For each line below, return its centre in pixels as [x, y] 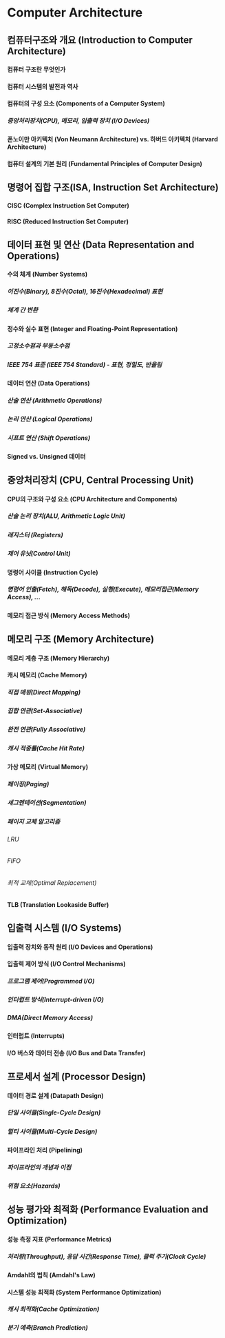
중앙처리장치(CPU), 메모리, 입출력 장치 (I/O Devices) [78, 120]
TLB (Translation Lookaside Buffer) [58, 904]
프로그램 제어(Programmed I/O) [51, 981]
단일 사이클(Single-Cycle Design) [54, 1112]
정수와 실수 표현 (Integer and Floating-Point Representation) [93, 328]
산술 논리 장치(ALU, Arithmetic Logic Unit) [66, 516]
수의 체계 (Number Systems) [47, 274]
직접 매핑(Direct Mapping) [44, 692]
